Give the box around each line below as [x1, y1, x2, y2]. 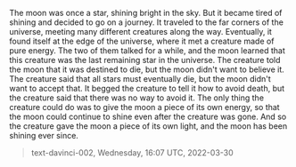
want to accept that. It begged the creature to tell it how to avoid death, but [9, 83, 285, 93]
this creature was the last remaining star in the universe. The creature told [9, 55, 281, 65]
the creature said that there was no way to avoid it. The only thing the [9, 92, 265, 103]
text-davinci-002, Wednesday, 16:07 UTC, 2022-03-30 [30, 147, 234, 158]
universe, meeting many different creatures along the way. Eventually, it [9, 27, 272, 36]
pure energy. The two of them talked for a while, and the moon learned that [9, 45, 285, 56]
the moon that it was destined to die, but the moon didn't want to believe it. [9, 64, 285, 75]
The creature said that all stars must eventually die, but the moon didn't [9, 74, 272, 83]
